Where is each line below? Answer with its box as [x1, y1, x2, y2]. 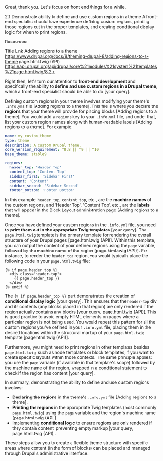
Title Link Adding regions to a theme [5, 48, 78, 54]
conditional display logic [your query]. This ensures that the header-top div [5, 298, 157, 304]
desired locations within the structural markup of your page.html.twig [5, 329, 145, 335]
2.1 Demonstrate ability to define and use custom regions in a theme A [5, 14, 145, 19]
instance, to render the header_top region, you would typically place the [5, 252, 148, 258]
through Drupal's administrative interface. [5, 450, 89, 456]
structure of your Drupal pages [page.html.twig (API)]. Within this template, [5, 237, 156, 243]
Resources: [5, 39, 28, 44]
